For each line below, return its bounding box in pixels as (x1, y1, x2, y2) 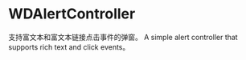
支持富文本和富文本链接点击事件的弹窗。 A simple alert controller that (8, 32, 239, 42)
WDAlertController (8, 5, 136, 23)
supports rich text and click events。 (8, 42, 130, 52)
